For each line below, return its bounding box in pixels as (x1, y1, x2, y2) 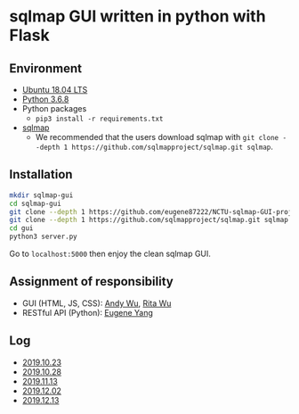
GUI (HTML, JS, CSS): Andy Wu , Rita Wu (21, 297, 172, 309)
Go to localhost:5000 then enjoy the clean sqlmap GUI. (9, 248, 212, 260)
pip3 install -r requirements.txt (35, 114, 164, 123)
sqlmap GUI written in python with (9, 6, 266, 27)
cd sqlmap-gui (9, 199, 62, 208)
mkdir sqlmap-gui (9, 190, 74, 200)
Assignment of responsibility (9, 274, 174, 289)
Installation (9, 167, 73, 182)
